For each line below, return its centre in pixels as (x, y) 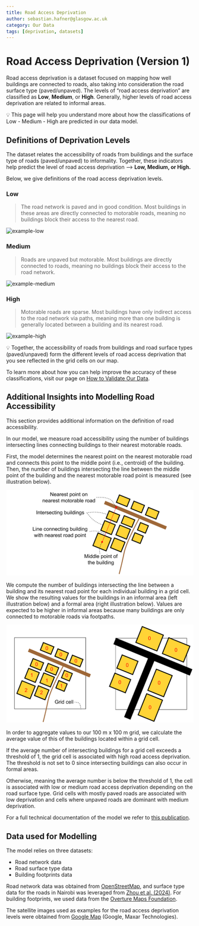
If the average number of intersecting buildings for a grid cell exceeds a (94, 750)
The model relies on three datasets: (50, 851)
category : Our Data (30, 25)
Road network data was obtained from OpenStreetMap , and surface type (96, 886)
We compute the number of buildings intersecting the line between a (90, 585)
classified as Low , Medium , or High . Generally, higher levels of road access (99, 97)
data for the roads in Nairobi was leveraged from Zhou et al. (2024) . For (94, 892)
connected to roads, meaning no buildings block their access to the (103, 266)
